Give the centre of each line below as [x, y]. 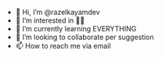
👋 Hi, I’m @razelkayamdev [58, 12]
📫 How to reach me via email [63, 46]
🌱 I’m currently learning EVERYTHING [76, 29]
